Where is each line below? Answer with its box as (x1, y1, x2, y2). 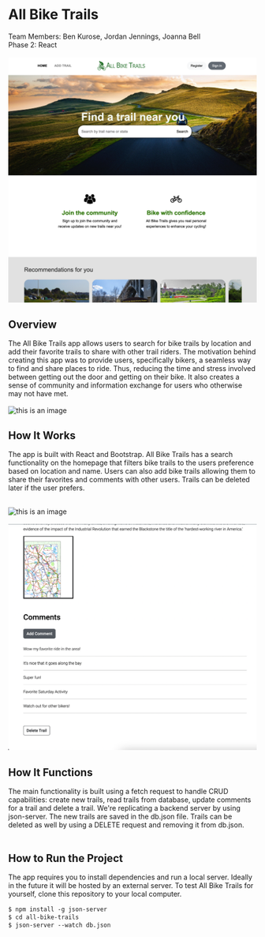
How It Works (8, 429, 77, 442)
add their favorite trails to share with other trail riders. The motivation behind (8, 347, 256, 357)
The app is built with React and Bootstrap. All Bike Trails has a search (8, 450, 233, 459)
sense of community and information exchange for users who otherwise (8, 380, 243, 390)
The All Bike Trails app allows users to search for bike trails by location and (8, 339, 252, 348)
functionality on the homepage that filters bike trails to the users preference (8, 458, 254, 467)
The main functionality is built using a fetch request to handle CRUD (8, 787, 229, 796)
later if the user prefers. (8, 483, 85, 493)
